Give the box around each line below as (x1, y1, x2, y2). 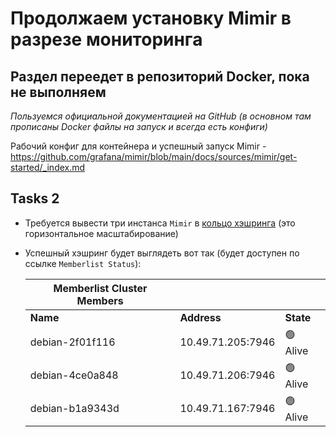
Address (179, 310, 222, 324)
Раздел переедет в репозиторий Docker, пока (10, 68, 310, 85)
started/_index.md (10, 162, 86, 173)
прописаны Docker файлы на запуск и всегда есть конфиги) (10, 121, 268, 132)
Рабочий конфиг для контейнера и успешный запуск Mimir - (10, 140, 267, 152)
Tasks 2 (10, 190, 60, 207)
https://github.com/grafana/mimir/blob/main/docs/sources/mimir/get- (10, 151, 298, 162)
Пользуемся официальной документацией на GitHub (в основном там (10, 110, 312, 122)
